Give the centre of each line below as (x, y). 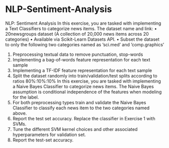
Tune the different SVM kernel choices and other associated (75, 129)
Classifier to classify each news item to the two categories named (81, 108)
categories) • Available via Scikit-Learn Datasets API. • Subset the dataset (82, 39)
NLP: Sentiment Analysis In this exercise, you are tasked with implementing (83, 23)
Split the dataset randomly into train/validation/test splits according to (85, 76)
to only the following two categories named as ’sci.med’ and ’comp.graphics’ (85, 44)
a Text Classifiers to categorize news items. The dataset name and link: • (81, 28)
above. (20, 113)
